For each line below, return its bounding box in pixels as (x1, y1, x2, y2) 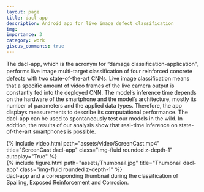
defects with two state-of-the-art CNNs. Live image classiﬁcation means (6, 75, 190, 82)
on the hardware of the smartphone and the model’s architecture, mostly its (6, 95, 197, 103)
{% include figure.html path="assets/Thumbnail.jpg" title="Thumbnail (6, 159, 182, 166)
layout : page (6, 9, 40, 15)
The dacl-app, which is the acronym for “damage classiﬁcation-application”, (6, 60, 198, 67)
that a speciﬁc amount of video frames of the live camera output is (6, 82, 175, 89)
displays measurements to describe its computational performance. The (6, 108, 189, 116)
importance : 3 (6, 32, 43, 38)
